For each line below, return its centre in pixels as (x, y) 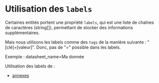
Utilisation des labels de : (30, 66)
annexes (20, 75)
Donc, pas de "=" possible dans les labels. (79, 47)
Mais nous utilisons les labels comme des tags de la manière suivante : (76, 42)
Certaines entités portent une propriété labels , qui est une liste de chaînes (79, 22)
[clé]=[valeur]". (20, 47)
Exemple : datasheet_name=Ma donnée (45, 56)
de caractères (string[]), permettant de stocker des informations (69, 27)
